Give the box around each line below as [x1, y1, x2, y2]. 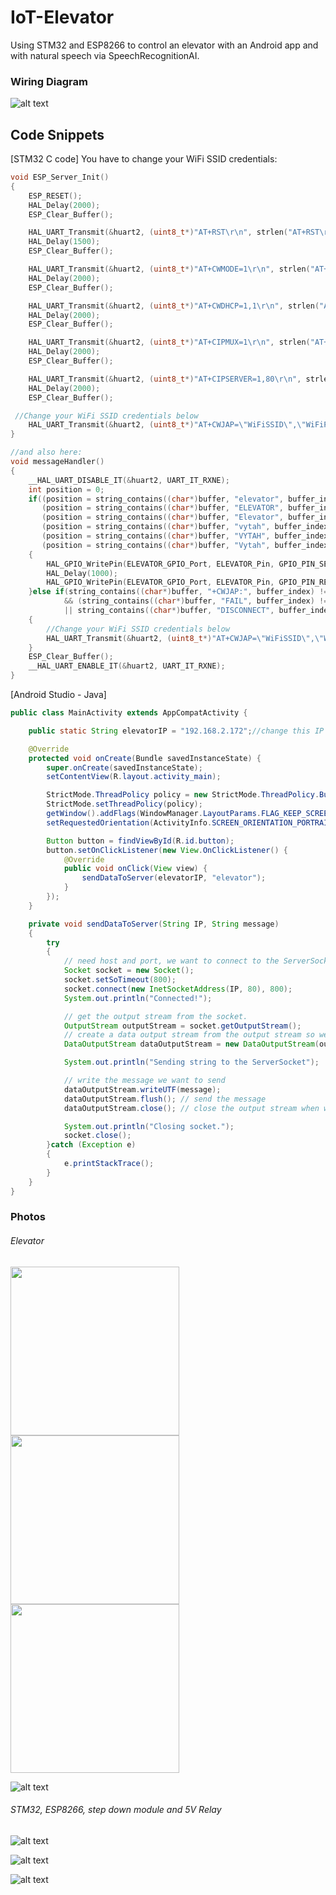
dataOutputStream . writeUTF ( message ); [63, 1084, 222, 1095]
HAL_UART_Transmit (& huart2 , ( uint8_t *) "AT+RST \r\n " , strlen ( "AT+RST [28, 227, 320, 238]
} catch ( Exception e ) [46, 1140, 137, 1150]
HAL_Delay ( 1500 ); [28, 237, 101, 247]
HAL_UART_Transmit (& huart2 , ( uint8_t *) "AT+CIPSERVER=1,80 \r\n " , [28, 374, 302, 384]
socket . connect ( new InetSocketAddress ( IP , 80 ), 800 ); [63, 984, 293, 994]
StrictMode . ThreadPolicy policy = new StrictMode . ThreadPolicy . [46, 790, 320, 800]
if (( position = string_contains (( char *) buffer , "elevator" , [28, 494, 284, 504]
